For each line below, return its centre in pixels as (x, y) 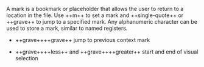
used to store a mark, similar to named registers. (67, 28)
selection (26, 58)
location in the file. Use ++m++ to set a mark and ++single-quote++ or (95, 15)
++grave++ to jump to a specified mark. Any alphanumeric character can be (102, 22)
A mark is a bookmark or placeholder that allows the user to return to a (95, 9)
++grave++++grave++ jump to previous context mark (83, 40)
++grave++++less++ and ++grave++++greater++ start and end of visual (107, 52)
